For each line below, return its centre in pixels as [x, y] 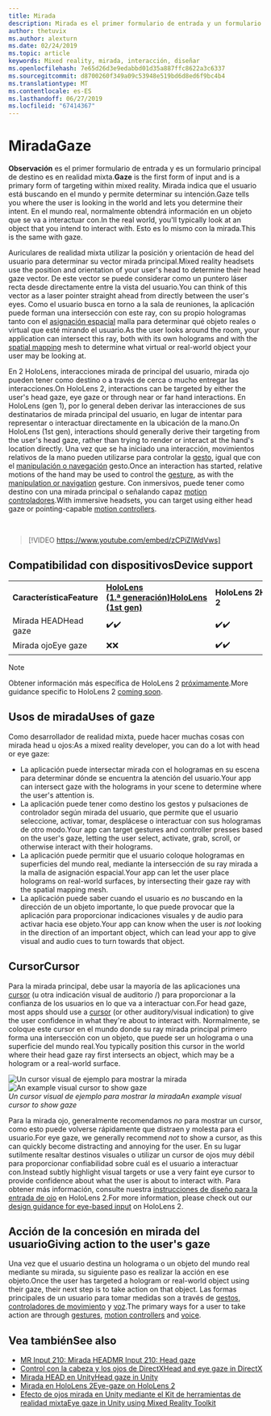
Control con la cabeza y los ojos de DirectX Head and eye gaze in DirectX [141, 1369]
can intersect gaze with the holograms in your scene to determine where [141, 786]
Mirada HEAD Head [48, 621]
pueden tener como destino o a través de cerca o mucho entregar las [124, 380]
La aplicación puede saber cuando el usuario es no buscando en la [131, 898]
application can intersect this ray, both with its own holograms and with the [133, 339]
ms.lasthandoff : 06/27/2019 [56, 99]
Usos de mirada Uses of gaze [82, 717]
